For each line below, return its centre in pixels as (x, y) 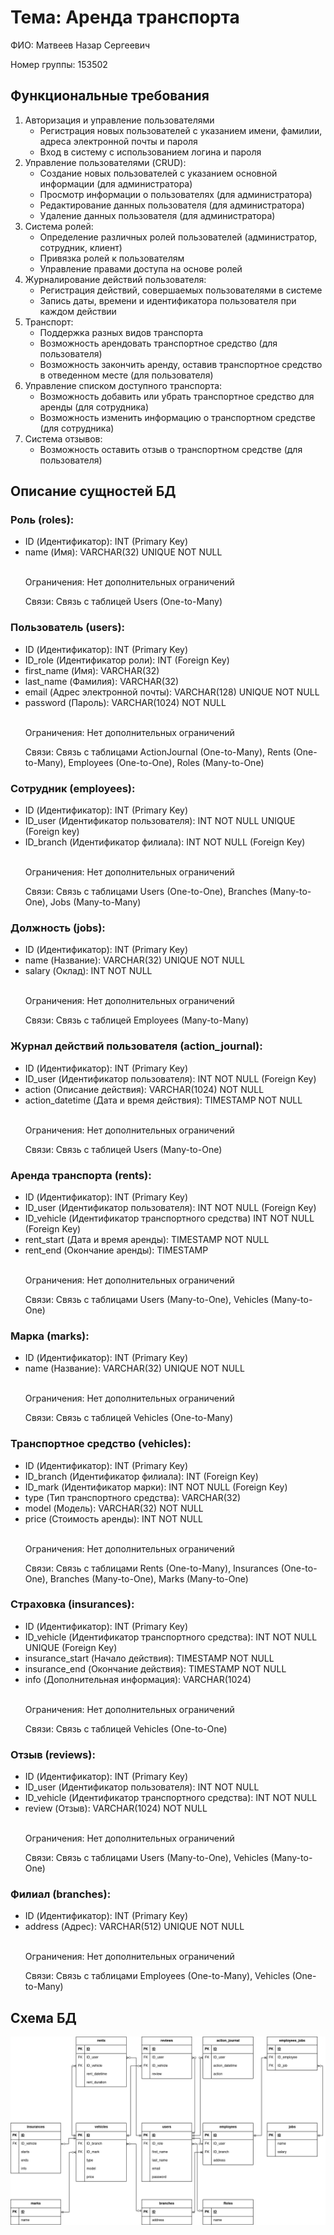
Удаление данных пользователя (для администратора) (157, 215)
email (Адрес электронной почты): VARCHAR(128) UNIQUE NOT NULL (172, 692)
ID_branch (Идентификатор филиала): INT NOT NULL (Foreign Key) (165, 842)
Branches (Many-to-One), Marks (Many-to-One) (149, 1578)
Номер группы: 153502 (59, 64)
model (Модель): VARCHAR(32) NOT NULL (114, 1508)
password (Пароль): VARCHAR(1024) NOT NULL (125, 702)
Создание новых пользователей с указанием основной (158, 173)
